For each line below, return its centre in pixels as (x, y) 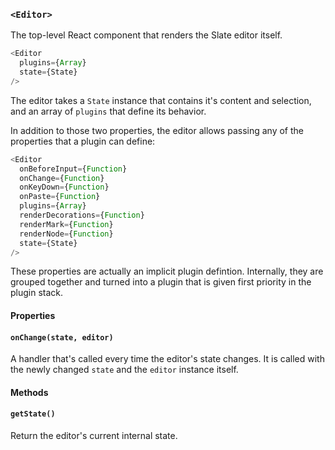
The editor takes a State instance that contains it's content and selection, (161, 100)
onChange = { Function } (62, 178)
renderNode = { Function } (66, 234)
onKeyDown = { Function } (64, 187)
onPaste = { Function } (60, 197)
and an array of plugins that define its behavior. (108, 111)
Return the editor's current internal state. (94, 436)
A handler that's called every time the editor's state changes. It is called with (167, 359)
